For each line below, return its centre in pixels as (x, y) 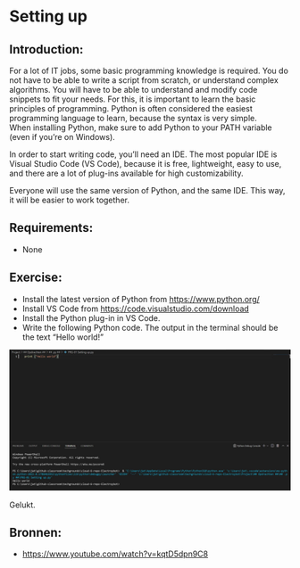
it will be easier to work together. (69, 200)
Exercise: (36, 278)
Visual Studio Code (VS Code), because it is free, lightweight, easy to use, (146, 164)
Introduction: (46, 49)
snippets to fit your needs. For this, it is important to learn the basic (133, 99)
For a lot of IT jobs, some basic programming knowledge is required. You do (149, 70)
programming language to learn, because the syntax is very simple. (133, 118)
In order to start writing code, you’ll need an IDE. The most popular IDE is (143, 154)
